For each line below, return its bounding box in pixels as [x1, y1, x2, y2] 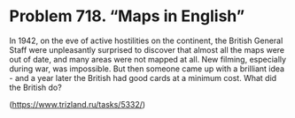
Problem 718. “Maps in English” [9, 6, 245, 26]
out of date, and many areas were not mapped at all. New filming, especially [9, 54, 286, 64]
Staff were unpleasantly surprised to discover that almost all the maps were [9, 44, 285, 55]
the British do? [9, 82, 62, 92]
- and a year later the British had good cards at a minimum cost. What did [9, 72, 277, 83]
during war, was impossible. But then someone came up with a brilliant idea [9, 63, 285, 74]
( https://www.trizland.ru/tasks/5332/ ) [9, 99, 146, 109]
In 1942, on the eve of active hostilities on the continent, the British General [9, 35, 283, 46]
